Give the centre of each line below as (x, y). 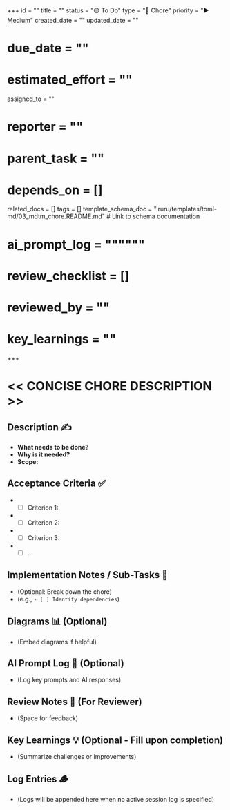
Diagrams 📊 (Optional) (57, 622)
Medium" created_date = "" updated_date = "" (73, 20)
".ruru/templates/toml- (185, 209)
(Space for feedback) (47, 718)
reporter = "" (45, 127)
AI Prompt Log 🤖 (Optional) (66, 663)
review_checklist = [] (68, 276)
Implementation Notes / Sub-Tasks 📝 (87, 575)
